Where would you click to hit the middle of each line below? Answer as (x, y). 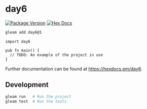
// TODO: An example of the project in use (56, 55)
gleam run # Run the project (38, 97)
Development (27, 85)
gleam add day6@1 (24, 32)
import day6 (18, 41)
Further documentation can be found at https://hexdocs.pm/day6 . (74, 69)
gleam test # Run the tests (36, 101)
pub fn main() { (22, 50)
